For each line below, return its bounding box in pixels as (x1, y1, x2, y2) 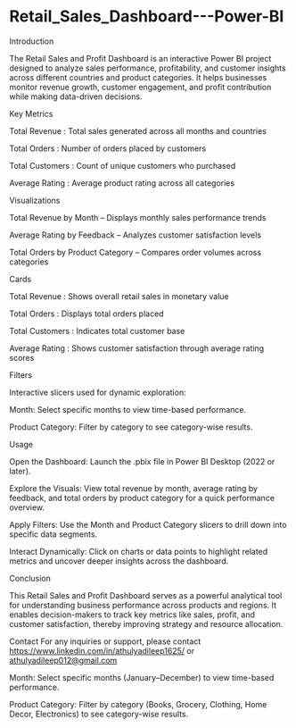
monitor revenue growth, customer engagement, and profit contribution (9, 81, 272, 92)
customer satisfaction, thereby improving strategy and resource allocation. (9, 618, 284, 629)
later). (9, 465, 31, 476)
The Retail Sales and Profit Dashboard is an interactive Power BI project (9, 53, 272, 63)
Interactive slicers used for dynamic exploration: (9, 387, 186, 397)
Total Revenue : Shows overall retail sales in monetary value (9, 290, 229, 301)
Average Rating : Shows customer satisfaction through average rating (9, 342, 265, 354)
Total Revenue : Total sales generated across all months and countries (9, 125, 267, 136)
